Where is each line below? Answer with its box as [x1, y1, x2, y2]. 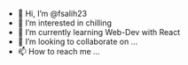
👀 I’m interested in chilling [17, 18, 113, 28]
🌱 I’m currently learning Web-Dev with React [17, 27, 181, 37]
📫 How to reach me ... [17, 47, 100, 56]
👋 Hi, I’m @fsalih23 [17, 9, 87, 18]
